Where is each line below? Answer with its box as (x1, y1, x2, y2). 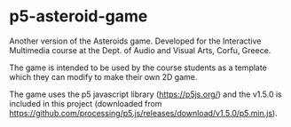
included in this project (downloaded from (9, 98, 162, 108)
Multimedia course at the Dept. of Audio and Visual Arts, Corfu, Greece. (9, 44, 271, 55)
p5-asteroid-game (9, 6, 148, 27)
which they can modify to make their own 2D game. (9, 71, 198, 82)
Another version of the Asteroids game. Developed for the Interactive (9, 36, 262, 46)
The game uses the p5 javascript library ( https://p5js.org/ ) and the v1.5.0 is (9, 89, 282, 99)
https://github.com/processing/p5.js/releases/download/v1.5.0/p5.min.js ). (9, 107, 278, 118)
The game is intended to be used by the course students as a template (9, 62, 268, 73)
